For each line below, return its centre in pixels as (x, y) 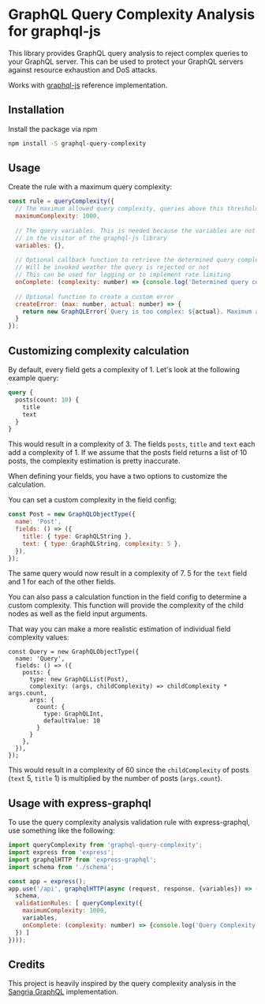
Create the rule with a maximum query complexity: (90, 187)
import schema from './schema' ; (61, 867)
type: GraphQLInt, (73, 714)
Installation (36, 110)
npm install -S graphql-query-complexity (77, 144)
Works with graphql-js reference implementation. (88, 85)
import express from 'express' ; (61, 853)
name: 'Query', (40, 659)
